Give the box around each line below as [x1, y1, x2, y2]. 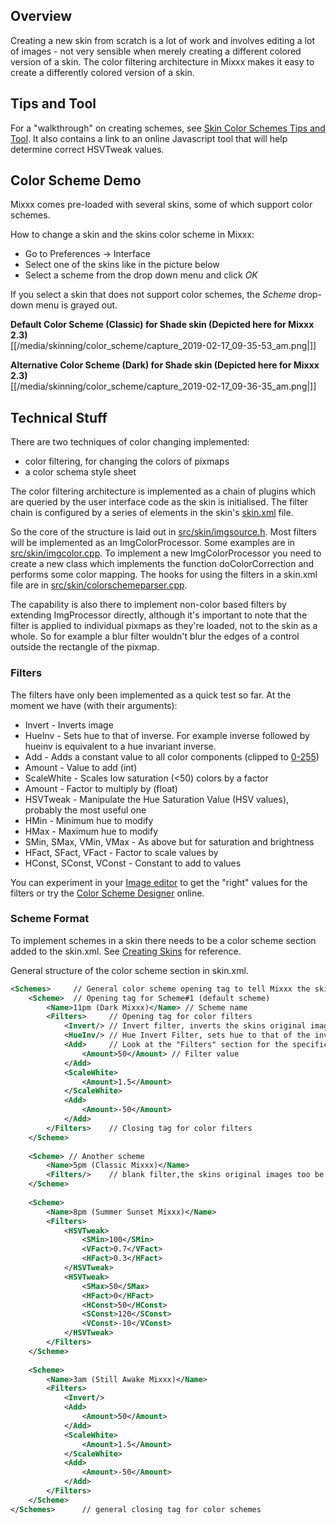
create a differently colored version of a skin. [10, 66, 195, 78]
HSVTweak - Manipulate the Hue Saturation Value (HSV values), [24, 793, 290, 805]
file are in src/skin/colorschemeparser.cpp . [10, 579, 188, 591]
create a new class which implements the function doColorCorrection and [10, 558, 315, 570]
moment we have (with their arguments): [10, 699, 178, 711]
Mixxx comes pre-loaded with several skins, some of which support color [10, 199, 313, 211]
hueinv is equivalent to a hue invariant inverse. [24, 740, 217, 752]
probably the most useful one [24, 804, 147, 816]
